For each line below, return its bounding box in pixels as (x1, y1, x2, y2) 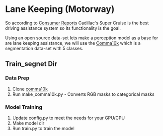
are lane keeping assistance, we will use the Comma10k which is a (5, 40, 141, 46)
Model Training (5, 103, 43, 110)
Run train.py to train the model (12, 125, 75, 131)
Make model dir (12, 120, 45, 126)
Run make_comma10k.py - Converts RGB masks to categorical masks (12, 91, 155, 97)
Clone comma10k (12, 86, 48, 92)
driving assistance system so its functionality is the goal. (5, 25, 121, 31)
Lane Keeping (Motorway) (5, 3, 115, 15)
